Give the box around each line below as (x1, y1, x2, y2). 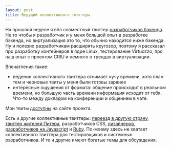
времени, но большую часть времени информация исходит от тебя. (12, 90, 162, 96)
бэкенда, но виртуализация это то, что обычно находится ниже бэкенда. (5, 37, 165, 44)
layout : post (5, 7, 33, 13)
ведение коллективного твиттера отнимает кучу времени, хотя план (12, 73, 164, 79)
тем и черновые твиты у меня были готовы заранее (12, 79, 126, 85)
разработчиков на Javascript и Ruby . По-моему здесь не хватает (5, 126, 147, 132)
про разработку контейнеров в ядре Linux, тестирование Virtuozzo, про (5, 48, 163, 54)
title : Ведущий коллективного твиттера (5, 12, 91, 17)
